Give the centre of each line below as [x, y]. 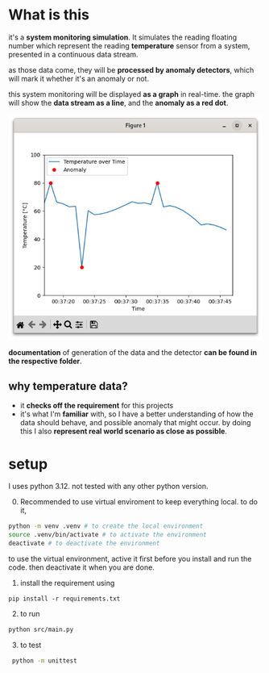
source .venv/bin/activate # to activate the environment [108, 535]
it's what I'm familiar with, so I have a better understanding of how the [137, 414]
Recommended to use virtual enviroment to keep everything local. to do [139, 502]
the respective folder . [45, 361]
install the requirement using [67, 583]
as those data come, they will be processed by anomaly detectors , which [131, 69]
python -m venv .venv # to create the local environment [106, 526]
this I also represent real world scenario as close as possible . [124, 431]
